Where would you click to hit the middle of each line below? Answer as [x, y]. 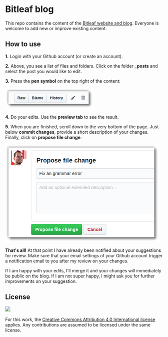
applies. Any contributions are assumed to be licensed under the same [78, 324]
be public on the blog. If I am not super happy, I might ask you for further [80, 276]
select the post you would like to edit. [44, 71]
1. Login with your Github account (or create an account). [64, 56]
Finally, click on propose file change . [43, 137]
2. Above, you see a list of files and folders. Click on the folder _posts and [82, 66]
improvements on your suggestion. [41, 281]
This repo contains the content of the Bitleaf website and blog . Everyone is [82, 23]
